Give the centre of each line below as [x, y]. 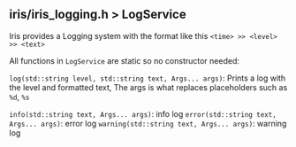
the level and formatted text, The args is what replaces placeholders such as [148, 87]
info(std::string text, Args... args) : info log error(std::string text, [143, 113]
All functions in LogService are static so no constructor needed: [125, 60]
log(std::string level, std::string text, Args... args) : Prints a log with [148, 78]
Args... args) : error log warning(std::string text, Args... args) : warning [148, 123]
